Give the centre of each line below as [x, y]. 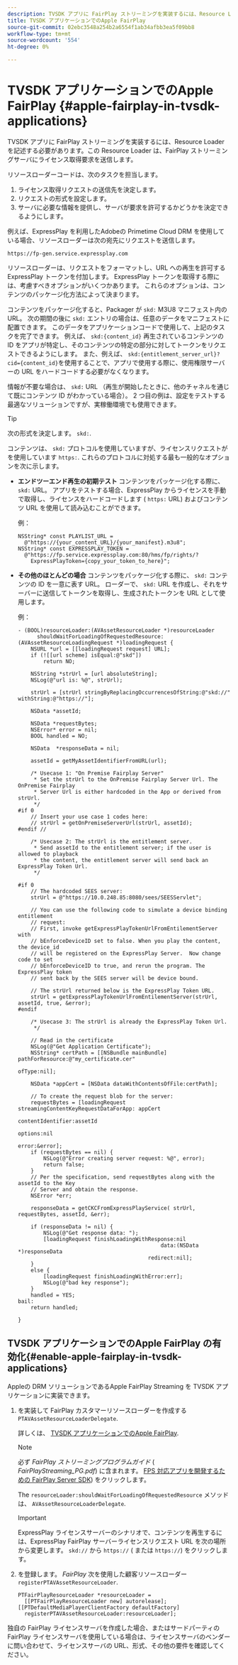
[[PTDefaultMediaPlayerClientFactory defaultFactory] [98, 1607]
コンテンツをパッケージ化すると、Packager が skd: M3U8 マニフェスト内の [118, 309]
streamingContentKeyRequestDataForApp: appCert [89, 1108]
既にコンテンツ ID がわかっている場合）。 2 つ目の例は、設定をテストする [119, 395]
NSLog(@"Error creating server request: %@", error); [124, 1158]
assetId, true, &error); [54, 1003]
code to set [35, 959]
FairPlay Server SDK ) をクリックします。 [91, 1479]
